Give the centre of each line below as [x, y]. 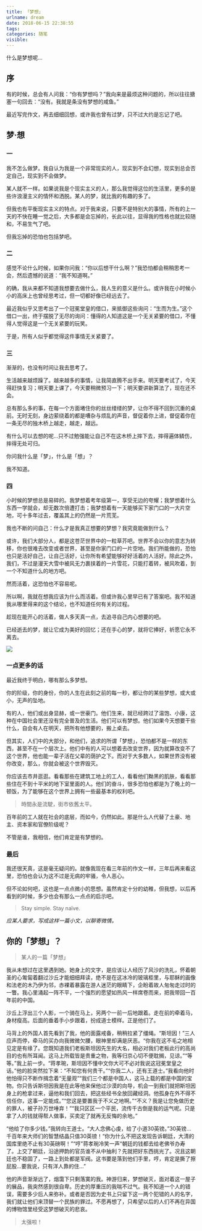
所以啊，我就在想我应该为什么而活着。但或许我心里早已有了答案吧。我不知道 [101, 597]
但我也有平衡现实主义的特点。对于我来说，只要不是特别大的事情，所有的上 [98, 209]
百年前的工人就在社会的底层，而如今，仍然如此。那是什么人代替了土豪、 [96, 816]
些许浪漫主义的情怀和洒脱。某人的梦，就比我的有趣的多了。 [80, 196]
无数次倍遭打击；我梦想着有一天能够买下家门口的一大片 [116, 508]
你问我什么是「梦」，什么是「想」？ [50, 456]
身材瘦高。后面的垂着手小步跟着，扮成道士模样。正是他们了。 [83, 1020]
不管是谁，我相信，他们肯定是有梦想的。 [56, 837]
